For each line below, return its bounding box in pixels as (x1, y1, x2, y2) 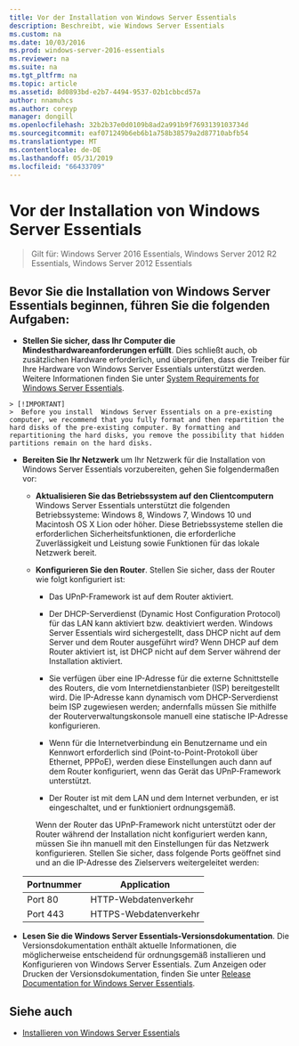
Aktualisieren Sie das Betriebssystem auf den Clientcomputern (35, 491, 274, 501)
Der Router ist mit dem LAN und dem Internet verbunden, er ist (48, 793, 279, 804)
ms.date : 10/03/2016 (9, 37, 86, 47)
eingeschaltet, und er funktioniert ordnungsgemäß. (48, 802, 236, 813)
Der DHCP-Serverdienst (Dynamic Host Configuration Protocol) (48, 609, 281, 620)
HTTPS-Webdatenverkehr (90, 908, 200, 920)
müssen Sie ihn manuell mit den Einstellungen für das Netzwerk (35, 839, 270, 849)
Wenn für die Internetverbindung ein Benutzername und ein (48, 738, 268, 749)
